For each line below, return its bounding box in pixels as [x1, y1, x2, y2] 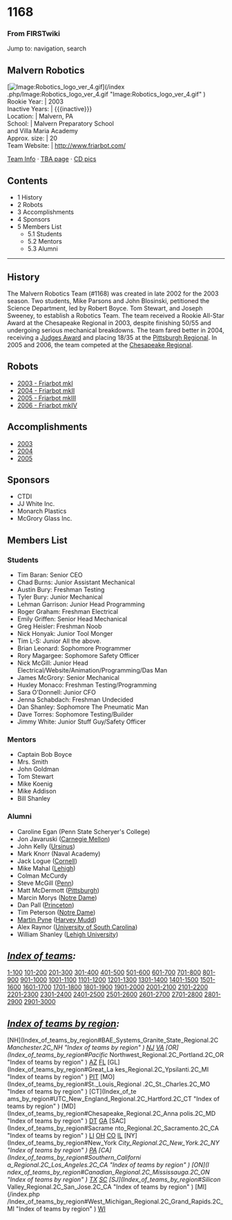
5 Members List [17, 222, 62, 231]
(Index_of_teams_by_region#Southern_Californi [7, 1154, 142, 1162]
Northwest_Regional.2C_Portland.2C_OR [109, 1051, 224, 1059]
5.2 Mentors [27, 238, 62, 246]
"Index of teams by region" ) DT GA [7, 1116, 108, 1125]
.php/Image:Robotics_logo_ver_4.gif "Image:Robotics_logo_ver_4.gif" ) [7, 90, 206, 99]
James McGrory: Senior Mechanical [17, 674, 119, 682]
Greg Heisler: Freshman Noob [17, 622, 102, 630]
